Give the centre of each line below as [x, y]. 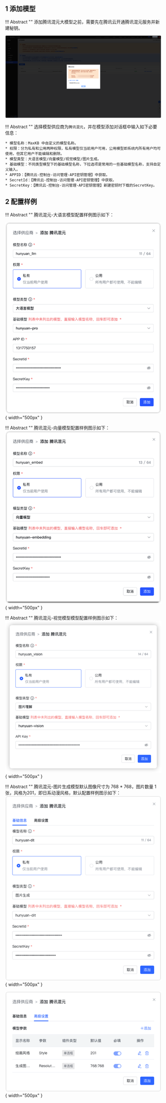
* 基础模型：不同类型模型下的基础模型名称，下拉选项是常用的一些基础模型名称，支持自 [81, 164]
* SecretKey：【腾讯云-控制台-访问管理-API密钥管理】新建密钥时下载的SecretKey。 [81, 186]
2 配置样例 [21, 202]
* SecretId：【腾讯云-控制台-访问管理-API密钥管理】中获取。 [61, 180]
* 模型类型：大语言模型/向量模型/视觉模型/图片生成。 [53, 159]
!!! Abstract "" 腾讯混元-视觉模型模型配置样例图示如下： [62, 618]
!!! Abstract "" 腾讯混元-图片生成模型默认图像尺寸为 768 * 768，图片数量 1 [81, 787]
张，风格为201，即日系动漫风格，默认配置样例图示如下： [63, 793]
